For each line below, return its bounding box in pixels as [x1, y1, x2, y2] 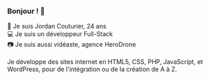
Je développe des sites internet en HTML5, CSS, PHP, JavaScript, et [7, 58, 203, 66]
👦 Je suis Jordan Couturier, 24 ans [7, 22, 106, 31]
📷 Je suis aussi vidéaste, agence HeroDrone [7, 40, 136, 49]
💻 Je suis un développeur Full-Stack [7, 30, 113, 38]
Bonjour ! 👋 [7, 6, 45, 16]
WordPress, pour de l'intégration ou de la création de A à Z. [7, 65, 177, 74]
